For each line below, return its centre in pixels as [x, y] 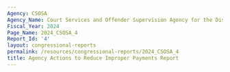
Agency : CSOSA [27, 13]
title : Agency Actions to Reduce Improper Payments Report [93, 58]
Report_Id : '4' [29, 39]
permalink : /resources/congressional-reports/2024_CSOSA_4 [93, 52]
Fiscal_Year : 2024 [33, 26]
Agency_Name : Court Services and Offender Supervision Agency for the [110, 20]
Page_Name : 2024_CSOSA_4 [42, 33]
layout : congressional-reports [52, 45]
